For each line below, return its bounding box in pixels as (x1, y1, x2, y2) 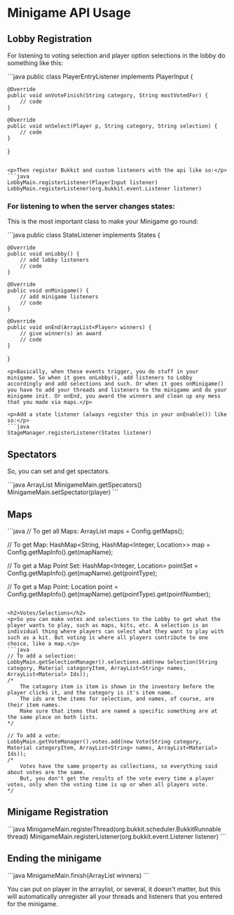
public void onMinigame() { (7, 287, 90, 295)
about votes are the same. (7, 769, 86, 776)
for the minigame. (7, 900, 58, 908)
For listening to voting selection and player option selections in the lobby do (7, 51, 226, 60)
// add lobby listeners (20, 257, 90, 264)
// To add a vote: (7, 732, 61, 739)
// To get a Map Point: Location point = (7, 582, 119, 591)
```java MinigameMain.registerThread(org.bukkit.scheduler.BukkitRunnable (7, 825, 222, 833)
